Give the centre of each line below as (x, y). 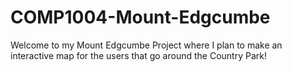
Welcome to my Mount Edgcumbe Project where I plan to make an (146, 45)
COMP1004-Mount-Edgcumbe (140, 17)
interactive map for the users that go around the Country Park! (138, 55)
